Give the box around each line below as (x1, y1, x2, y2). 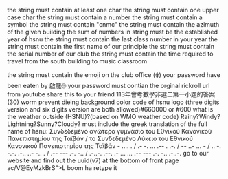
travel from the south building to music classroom (7, 57, 148, 65)
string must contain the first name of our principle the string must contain (7, 43, 215, 50)
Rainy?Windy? (180, 113, 221, 120)
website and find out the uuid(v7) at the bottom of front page (7, 156, 180, 165)
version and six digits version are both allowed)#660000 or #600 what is (7, 105, 214, 113)
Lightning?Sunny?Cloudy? (7, 120, 81, 128)
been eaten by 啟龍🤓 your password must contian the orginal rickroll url (7, 82, 210, 89)
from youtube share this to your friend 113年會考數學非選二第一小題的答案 (7, 90, 216, 98)
